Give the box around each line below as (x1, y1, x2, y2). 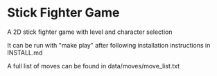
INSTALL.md (7, 48, 43, 57)
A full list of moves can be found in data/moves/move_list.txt (7, 61, 180, 70)
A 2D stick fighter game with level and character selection (7, 28, 173, 36)
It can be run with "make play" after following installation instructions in (7, 41, 211, 49)
